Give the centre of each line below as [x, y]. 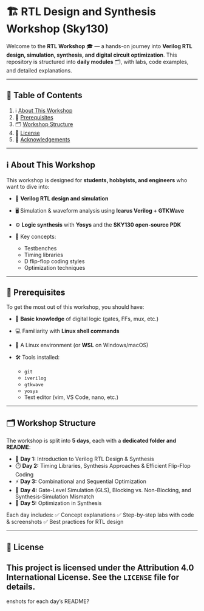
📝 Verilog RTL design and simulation [62, 198]
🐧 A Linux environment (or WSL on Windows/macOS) [82, 345]
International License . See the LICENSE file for [93, 577]
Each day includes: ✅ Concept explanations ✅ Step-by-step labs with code [100, 515]
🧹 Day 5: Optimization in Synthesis [58, 503]
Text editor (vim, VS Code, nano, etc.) [71, 397]
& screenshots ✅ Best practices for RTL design [65, 522]
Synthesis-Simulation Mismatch [55, 496]
